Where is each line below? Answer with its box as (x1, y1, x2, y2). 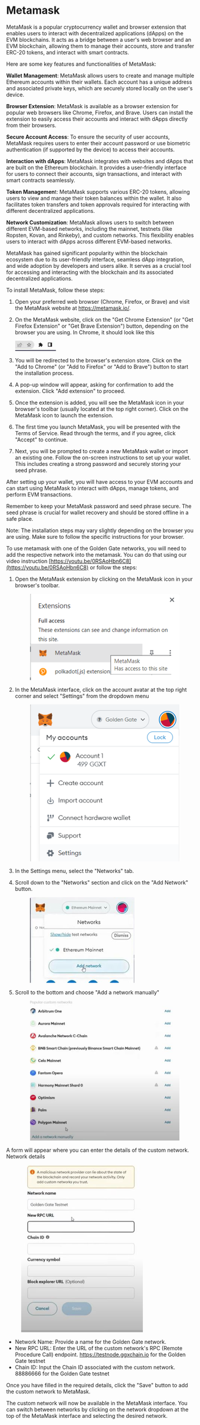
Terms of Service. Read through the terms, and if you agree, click (14, 429, 176, 437)
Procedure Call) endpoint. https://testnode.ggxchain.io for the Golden (14, 1351, 186, 1358)
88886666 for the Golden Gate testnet (14, 1370, 110, 1377)
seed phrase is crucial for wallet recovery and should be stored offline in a (6, 509, 189, 516)
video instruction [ (6, 557, 51, 564)
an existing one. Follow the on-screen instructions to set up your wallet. (14, 454, 191, 461)
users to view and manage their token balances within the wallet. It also (6, 194, 182, 202)
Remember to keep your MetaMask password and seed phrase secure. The (6, 502, 192, 509)
